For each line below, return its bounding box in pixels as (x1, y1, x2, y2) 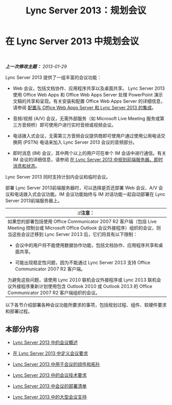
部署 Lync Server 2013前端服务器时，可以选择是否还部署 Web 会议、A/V (5, 184, 158, 190)
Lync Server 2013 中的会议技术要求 (12, 372, 87, 378)
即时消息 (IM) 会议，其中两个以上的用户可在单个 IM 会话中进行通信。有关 (12, 150, 166, 156)
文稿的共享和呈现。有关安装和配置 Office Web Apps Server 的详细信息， (12, 98, 165, 104)
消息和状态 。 (12, 163, 40, 169)
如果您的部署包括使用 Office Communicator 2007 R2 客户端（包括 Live (7, 218, 157, 224)
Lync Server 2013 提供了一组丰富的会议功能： (5, 74, 102, 80)
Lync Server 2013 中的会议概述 (12, 339, 78, 345)
